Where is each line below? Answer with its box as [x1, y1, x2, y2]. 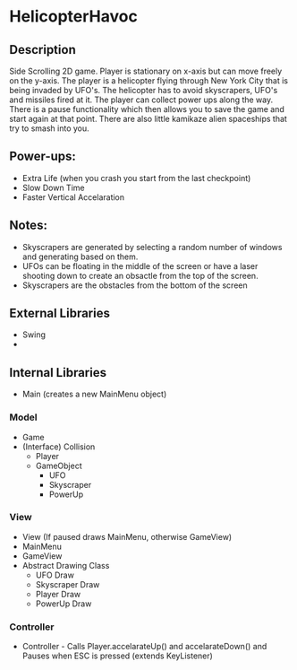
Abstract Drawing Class [21, 560, 110, 570]
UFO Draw [35, 570, 74, 580]
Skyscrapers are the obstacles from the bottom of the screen [21, 280, 248, 291]
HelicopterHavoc [9, 6, 139, 27]
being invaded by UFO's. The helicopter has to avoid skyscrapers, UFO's [9, 85, 278, 95]
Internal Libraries [9, 365, 107, 380]
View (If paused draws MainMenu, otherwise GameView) [21, 531, 233, 542]
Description [9, 42, 76, 57]
